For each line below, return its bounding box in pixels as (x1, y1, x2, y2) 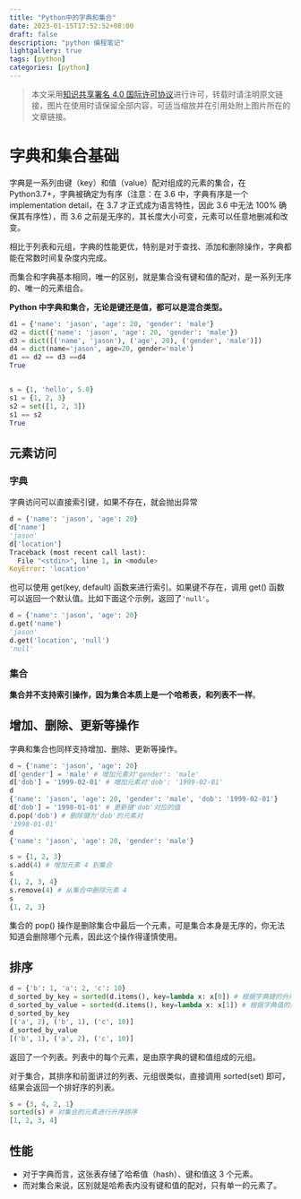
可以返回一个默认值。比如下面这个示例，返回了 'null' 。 (9, 593, 214, 604)
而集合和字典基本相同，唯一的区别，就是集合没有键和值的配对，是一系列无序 (9, 271, 292, 282)
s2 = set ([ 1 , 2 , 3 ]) (9, 401, 87, 410)
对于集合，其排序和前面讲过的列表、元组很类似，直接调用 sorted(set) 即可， (9, 1070, 290, 1081)
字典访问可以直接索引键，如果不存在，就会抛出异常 (9, 496, 198, 507)
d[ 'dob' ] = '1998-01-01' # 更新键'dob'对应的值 (9, 803, 181, 812)
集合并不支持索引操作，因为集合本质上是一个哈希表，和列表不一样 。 (9, 689, 261, 700)
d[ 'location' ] (9, 539, 63, 548)
